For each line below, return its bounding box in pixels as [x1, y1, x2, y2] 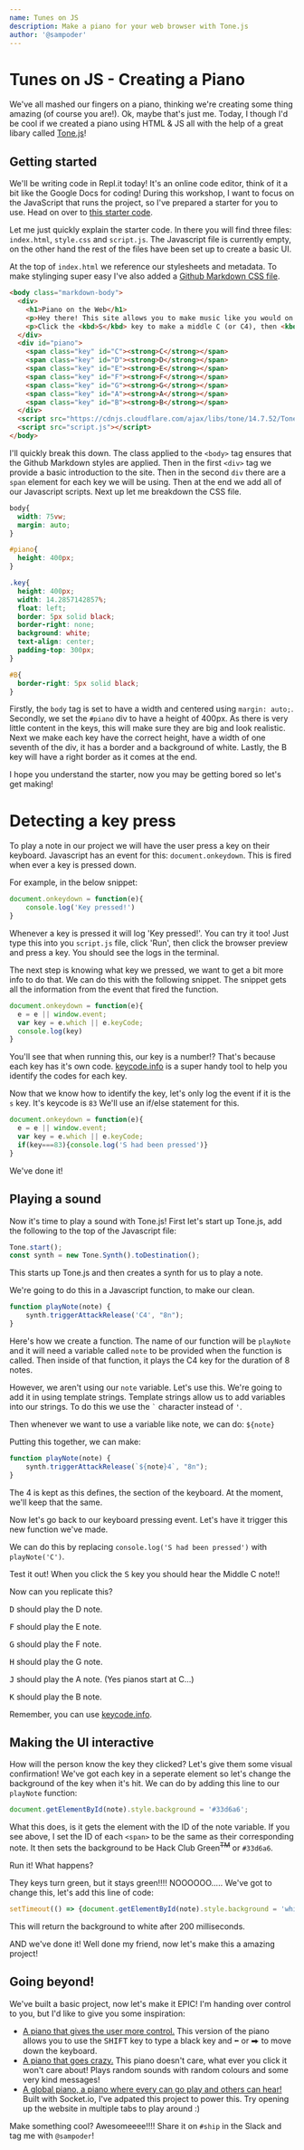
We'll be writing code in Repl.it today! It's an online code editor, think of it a [9, 178, 288, 189]
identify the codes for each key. [9, 1070, 128, 1081]
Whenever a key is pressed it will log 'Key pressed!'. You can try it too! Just [9, 928, 290, 938]
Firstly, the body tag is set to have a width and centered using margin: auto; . [9, 703, 294, 715]
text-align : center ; [17, 637, 95, 647]
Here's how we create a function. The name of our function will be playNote [9, 1336, 291, 1346]
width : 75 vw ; [17, 512, 67, 521]
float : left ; [17, 604, 67, 613]
